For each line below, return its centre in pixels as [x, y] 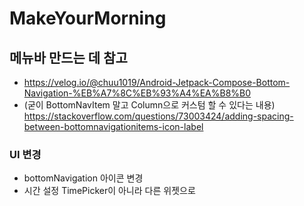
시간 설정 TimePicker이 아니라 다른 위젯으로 [109, 191]
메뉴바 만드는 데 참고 [68, 57]
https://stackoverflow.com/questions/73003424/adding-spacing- [158, 116]
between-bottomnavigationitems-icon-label [113, 126]
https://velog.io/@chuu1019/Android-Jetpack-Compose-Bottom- [157, 82]
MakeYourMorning [88, 18]
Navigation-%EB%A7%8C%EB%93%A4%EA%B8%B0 [137, 93]
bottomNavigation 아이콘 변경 [83, 178]
